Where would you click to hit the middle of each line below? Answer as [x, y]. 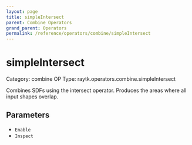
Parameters [28, 115]
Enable [23, 130]
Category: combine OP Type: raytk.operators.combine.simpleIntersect [91, 79]
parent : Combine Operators [39, 22]
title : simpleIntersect [35, 17]
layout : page [22, 11]
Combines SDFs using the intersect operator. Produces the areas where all [96, 90]
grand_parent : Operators [36, 28]
